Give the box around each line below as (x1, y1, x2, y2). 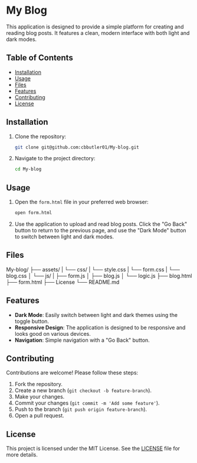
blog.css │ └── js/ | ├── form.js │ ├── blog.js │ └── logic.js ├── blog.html (6, 272, 192, 279)
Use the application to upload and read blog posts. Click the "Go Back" (14, 221, 188, 228)
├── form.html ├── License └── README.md (6, 279, 120, 286)
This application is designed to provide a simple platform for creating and (6, 23, 184, 30)
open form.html (14, 210, 52, 216)
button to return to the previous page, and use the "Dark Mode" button (14, 227, 187, 234)
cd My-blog (14, 166, 42, 172)
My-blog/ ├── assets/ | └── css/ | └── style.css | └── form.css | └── (6, 266, 180, 273)
